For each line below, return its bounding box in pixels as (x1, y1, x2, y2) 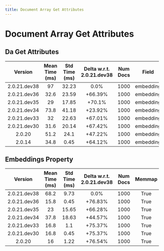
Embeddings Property (5, 155, 73, 164)
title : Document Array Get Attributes (5, 7, 84, 12)
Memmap (135, 176, 158, 183)
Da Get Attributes (5, 48, 59, 56)
